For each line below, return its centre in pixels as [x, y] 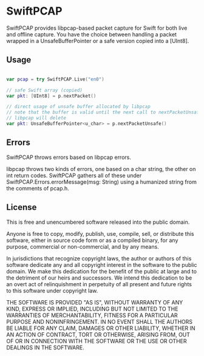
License [22, 207]
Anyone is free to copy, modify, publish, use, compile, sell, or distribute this [100, 233]
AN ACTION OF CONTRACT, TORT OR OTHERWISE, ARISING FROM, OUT [98, 334]
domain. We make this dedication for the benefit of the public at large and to [102, 271]
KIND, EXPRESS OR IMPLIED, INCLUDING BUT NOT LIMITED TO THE [92, 309]
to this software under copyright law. [52, 291]
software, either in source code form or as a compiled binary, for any [92, 240]
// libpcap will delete [36, 118]
